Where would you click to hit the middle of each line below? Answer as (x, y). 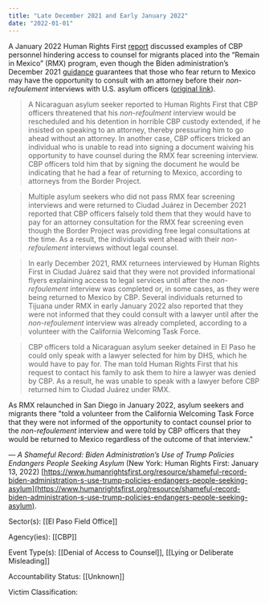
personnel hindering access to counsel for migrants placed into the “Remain (134, 55)
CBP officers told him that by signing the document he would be (134, 164)
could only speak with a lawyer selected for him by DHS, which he (137, 355)
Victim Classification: (43, 592)
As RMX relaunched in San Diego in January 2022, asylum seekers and (126, 405)
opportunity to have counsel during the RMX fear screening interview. (143, 155)
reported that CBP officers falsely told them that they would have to (139, 213)
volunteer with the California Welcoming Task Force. (114, 331)
